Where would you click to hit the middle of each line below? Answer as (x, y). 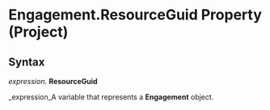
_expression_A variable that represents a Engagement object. (111, 97)
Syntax (27, 62)
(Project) (38, 32)
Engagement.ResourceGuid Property (135, 15)
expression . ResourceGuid (53, 81)
